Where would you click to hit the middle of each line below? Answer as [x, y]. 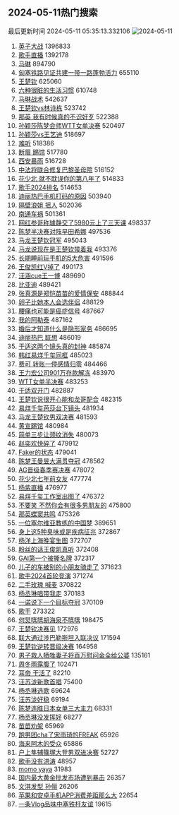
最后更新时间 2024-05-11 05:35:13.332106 [69, 31]
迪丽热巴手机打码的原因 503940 [65, 196]
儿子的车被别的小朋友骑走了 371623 [70, 566]
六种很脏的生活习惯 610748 [57, 90]
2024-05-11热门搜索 [53, 13]
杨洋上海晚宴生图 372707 [55, 540]
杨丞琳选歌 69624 [44, 690]
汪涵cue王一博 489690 [51, 275]
